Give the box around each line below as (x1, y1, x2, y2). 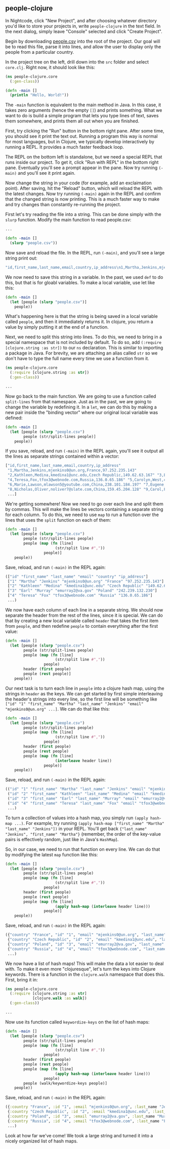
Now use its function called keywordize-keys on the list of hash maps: (5, 1018, 150, 1025)
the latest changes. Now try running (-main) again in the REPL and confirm (5, 190, 161, 197)
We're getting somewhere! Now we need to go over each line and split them (5, 500, 163, 507)
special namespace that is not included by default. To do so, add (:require (5, 339, 162, 345)
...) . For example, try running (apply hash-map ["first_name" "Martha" (14, 820, 164, 826)
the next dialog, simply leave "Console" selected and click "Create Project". (5, 28, 163, 35)
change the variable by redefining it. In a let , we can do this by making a (5, 404, 157, 410)
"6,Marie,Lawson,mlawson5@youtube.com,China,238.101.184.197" (7, 482, 142, 487)
